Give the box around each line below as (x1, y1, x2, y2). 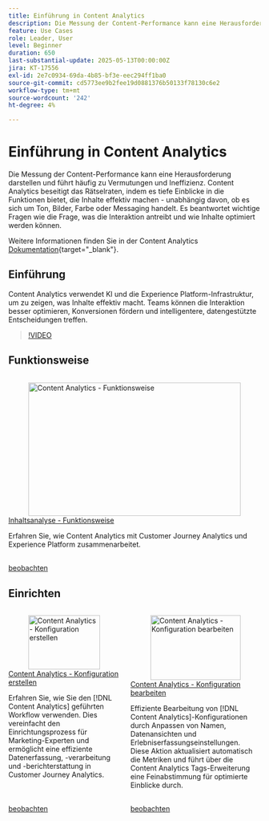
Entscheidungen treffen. (8, 315, 88, 324)
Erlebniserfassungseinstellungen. (130, 738, 240, 747)
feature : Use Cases (8, 26, 74, 35)
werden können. (8, 221, 62, 230)
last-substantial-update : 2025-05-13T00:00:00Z (8, 57, 171, 65)
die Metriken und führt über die (130, 755, 234, 765)
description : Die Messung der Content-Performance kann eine (8, 19, 217, 27)
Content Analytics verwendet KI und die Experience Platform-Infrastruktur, (8, 289, 254, 299)
